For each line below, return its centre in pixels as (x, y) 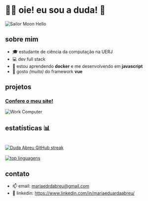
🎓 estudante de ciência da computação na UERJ (62, 51)
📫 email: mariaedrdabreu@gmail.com (51, 186)
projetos (18, 87)
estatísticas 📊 (28, 128)
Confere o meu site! (29, 101)
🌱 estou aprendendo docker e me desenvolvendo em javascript (77, 66)
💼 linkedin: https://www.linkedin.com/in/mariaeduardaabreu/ (73, 193)
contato (17, 174)
